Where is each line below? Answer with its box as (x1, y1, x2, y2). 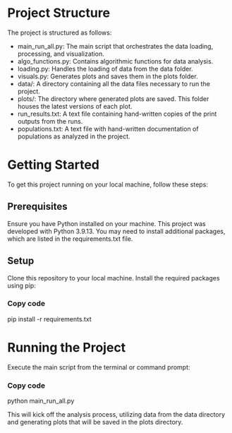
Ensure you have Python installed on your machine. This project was (7, 219, 206, 227)
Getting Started (7, 157, 100, 173)
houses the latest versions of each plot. (17, 102, 133, 110)
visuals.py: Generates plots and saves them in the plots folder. (17, 72, 199, 81)
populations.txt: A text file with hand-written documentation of (17, 124, 199, 133)
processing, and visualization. (17, 49, 104, 58)
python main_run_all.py (7, 397, 75, 405)
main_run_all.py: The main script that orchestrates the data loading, (17, 42, 214, 50)
